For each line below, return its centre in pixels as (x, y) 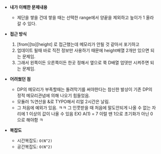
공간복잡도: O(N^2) (35, 147)
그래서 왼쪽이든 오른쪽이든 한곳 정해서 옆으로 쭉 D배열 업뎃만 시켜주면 (83, 63)
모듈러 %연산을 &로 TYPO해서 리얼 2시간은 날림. (63, 102)
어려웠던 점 (20, 79)
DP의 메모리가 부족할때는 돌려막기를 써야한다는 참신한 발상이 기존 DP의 (85, 89)
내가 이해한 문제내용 (29, 7)
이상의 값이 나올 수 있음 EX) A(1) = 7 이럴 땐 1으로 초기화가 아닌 (89, 114)
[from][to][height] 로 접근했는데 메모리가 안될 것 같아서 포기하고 (78, 44)
